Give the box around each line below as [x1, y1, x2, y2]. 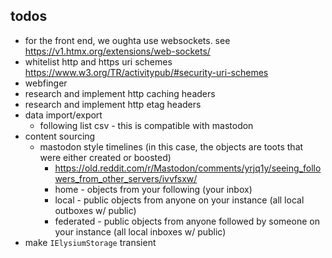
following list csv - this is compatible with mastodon [39, 119, 254, 131]
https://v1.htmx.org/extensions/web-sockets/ [24, 45, 211, 57]
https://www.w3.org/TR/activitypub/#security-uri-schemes [24, 66, 269, 78]
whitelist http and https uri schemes [24, 55, 173, 68]
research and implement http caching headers [24, 87, 216, 99]
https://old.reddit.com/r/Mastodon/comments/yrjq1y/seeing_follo [54, 162, 322, 174]
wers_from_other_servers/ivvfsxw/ [54, 172, 198, 184]
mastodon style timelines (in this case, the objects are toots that [39, 140, 304, 153]
